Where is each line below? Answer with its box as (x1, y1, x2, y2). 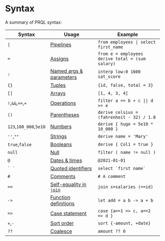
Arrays (50, 90, 66, 97)
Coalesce (50, 228, 72, 235)
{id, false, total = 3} (98, 82, 154, 88)
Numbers (50, 123, 72, 130)
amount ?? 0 (98, 228, 126, 234)
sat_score (98, 73, 121, 79)
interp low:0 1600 (98, 69, 141, 74)
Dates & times (50, 157, 82, 164)
